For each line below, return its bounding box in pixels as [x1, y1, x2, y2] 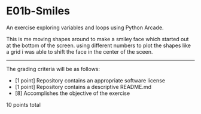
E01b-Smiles [6, 4, 71, 18]
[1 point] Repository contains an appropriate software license [14, 76, 166, 84]
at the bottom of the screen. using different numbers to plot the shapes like [6, 42, 191, 49]
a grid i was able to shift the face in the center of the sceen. [6, 48, 153, 55]
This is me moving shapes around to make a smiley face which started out [6, 35, 189, 42]
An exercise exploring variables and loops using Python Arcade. [6, 24, 164, 31]
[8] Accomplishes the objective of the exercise [14, 90, 130, 97]
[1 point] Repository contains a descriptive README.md [14, 83, 151, 90]
